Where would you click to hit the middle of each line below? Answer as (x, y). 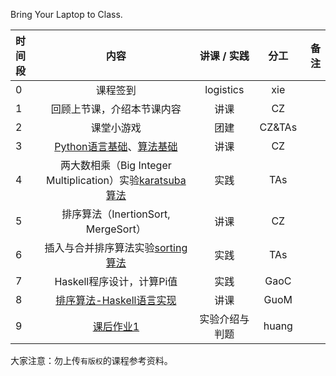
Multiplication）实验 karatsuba (116, 180)
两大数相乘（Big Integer (115, 165)
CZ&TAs (278, 127)
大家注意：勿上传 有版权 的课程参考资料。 (91, 360)
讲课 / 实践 (224, 56)
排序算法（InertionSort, (116, 214)
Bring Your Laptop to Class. (66, 14)
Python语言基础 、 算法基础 (116, 146)
